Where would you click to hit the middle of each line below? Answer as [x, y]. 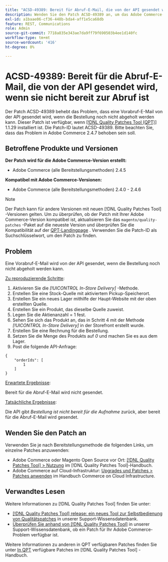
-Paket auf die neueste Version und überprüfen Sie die [78, 225]
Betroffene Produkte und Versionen [62, 148]
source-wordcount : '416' [31, 43]
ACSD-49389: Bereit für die [64, 76]
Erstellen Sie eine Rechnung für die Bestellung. [60, 331]
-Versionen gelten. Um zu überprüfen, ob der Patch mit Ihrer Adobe [74, 214]
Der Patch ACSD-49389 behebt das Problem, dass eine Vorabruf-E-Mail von [84, 111]
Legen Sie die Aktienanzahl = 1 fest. [49, 315]
